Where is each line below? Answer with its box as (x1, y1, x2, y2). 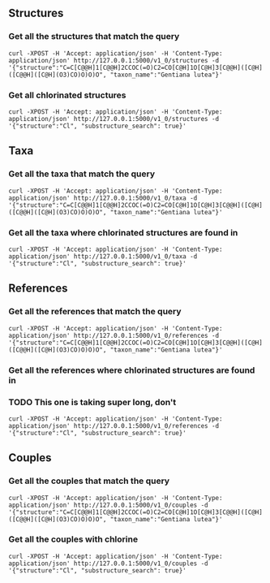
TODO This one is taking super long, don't (8, 396, 177, 408)
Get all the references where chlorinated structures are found (8, 365, 255, 376)
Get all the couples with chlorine (8, 533, 139, 545)
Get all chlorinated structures (8, 89, 126, 101)
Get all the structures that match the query (8, 31, 180, 42)
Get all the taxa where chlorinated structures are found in (8, 227, 238, 238)
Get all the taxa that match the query (8, 168, 156, 179)
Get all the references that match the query (8, 306, 182, 317)
